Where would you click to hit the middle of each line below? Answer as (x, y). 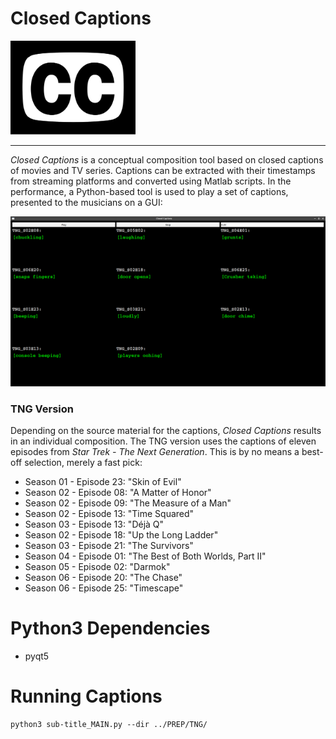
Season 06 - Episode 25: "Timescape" (104, 588)
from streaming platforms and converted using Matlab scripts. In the (151, 181)
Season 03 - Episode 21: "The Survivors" (109, 546)
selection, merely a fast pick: (83, 463)
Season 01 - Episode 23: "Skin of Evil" (103, 482)
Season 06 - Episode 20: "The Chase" (103, 578)
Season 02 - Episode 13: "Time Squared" (109, 514)
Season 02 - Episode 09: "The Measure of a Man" (128, 503)
